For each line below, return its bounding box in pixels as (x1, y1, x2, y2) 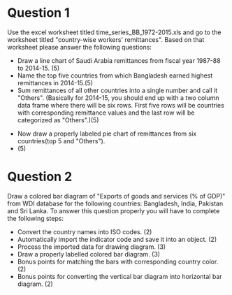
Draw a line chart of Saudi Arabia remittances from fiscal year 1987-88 (17, 56, 222, 64)
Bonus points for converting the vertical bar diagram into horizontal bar (17, 272, 222, 280)
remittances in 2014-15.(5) (17, 78, 93, 87)
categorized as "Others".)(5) (17, 115, 99, 124)
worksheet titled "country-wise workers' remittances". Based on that (7, 35, 205, 43)
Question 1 (7, 5, 70, 21)
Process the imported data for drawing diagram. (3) (17, 243, 166, 251)
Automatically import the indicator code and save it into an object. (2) (17, 235, 217, 243)
